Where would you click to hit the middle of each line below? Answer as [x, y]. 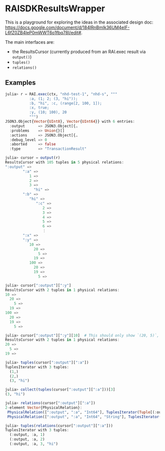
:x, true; [39, 108]
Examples [20, 83]
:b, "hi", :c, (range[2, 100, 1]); [66, 103]
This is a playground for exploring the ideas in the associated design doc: [79, 22]
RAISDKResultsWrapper [55, 9]
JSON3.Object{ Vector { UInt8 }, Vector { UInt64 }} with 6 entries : [70, 121]
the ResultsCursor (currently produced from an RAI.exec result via [79, 52]
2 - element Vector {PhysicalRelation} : [44, 408]
